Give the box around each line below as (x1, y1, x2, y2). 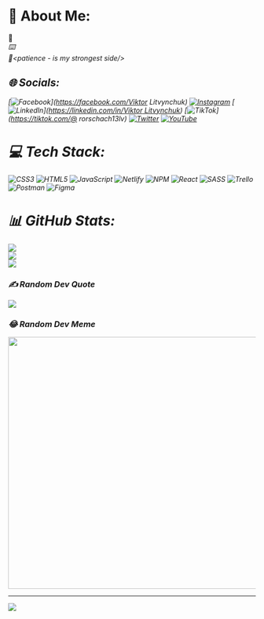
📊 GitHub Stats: (8, 212, 115, 229)
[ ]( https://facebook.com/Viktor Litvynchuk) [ (8, 97, 235, 106)
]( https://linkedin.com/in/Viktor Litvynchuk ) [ (42, 106, 188, 115)
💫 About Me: (8, 7, 91, 25)
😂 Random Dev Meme (8, 318, 96, 329)
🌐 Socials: (8, 76, 60, 90)
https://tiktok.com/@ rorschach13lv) (10, 113, 127, 123)
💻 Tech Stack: (8, 143, 105, 161)
